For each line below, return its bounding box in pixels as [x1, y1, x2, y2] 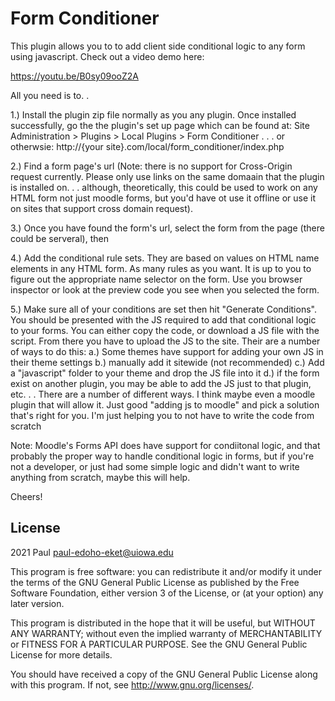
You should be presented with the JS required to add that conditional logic [10, 313, 317, 326]
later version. [10, 597, 65, 609]
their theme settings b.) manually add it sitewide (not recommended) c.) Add [10, 356, 325, 368]
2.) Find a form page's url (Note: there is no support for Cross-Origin [10, 160, 293, 172]
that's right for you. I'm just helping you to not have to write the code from [10, 409, 315, 421]
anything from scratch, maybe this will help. [10, 471, 191, 483]
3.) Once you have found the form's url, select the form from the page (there [10, 222, 325, 234]
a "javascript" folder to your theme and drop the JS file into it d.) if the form [10, 367, 320, 379]
